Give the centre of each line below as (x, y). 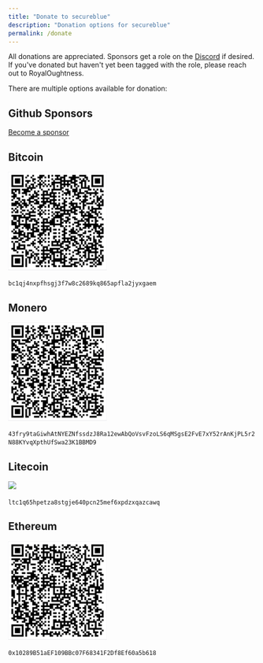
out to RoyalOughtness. (46, 73)
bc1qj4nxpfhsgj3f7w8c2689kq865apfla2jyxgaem (82, 283)
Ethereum (33, 526)
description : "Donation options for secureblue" (89, 25)
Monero (28, 307)
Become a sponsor (39, 132)
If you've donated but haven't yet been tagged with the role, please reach (127, 65)
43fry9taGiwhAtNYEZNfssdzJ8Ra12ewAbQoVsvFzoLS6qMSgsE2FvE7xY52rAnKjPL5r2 (132, 434)
